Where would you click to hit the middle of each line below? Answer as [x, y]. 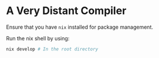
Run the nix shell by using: [38, 38]
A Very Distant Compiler [66, 11]
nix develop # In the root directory [52, 49]
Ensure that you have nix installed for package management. [80, 27]
